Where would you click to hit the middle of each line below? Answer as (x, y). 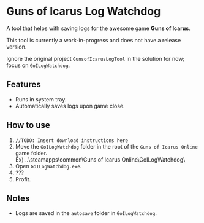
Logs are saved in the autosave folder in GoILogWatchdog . (86, 213)
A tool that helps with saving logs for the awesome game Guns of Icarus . (99, 28)
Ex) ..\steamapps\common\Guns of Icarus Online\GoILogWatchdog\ (100, 159)
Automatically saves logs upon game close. (70, 106)
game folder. (31, 153)
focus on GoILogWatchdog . (38, 65)
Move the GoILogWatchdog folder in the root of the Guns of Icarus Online (106, 146)
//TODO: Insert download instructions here (72, 140)
